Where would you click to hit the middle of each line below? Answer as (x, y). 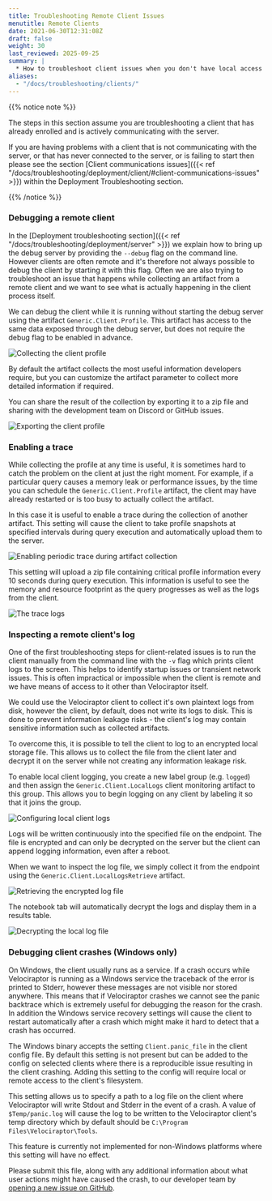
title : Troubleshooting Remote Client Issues (86, 16)
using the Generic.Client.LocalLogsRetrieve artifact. (97, 875)
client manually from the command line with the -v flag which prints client (131, 660)
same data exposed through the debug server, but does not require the (127, 328)
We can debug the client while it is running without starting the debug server (136, 311)
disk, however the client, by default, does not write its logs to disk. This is (131, 711)
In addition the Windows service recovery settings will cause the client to (130, 1013)
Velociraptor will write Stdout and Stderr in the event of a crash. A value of (132, 1105)
